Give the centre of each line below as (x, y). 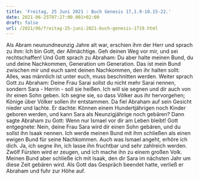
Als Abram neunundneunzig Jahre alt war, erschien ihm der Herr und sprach (99, 45)
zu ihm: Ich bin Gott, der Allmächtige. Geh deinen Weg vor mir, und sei (92, 52)
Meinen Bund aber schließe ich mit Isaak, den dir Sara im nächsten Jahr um (99, 158)
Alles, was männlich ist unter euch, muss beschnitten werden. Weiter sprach (99, 76)
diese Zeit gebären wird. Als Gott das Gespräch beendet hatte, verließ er (95, 165)
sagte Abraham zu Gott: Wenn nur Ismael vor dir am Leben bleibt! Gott (92, 121)
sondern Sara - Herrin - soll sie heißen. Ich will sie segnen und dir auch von (99, 89)
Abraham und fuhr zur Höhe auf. (46, 171)
